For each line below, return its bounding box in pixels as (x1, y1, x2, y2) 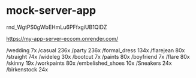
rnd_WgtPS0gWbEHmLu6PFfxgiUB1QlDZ (6, 23, 107, 31)
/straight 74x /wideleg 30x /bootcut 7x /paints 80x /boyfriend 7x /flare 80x (6, 53, 190, 60)
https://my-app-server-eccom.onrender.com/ (6, 35, 119, 42)
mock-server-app (6, 4, 97, 17)
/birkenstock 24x (6, 65, 49, 73)
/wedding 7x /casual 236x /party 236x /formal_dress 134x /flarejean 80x (6, 46, 185, 54)
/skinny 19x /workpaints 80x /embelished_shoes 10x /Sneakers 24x (6, 59, 172, 67)
